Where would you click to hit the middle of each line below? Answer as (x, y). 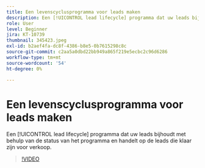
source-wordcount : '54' (37, 63)
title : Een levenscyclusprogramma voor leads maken (73, 12)
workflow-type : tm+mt (34, 57)
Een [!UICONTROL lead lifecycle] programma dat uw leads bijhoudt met (96, 134)
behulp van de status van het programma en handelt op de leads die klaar (99, 141)
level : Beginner (27, 29)
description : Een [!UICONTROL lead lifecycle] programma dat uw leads (98, 18)
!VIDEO (30, 159)
